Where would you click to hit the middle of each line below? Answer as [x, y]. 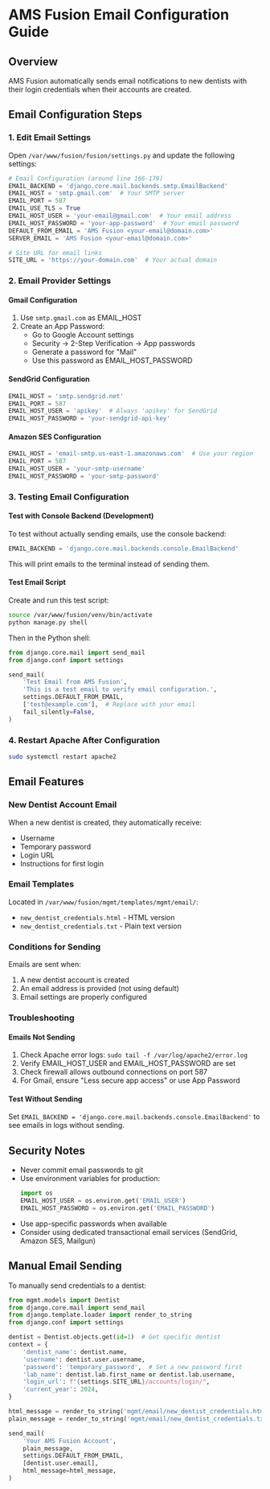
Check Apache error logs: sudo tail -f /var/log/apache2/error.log [133, 1055]
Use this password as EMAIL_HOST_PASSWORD [112, 360]
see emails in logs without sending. [66, 1125]
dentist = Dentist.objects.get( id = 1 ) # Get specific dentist [115, 1337]
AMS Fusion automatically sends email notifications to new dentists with [128, 81]
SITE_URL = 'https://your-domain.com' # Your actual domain [113, 260]
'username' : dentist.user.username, [84, 1359]
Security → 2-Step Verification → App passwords [113, 343]
